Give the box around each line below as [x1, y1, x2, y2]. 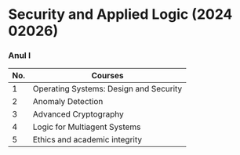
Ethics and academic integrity [32, 135, 143, 146]
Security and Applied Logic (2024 [8, 5, 233, 23]
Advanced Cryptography [32, 109, 124, 120]
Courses [91, 70, 124, 81]
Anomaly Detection [32, 96, 104, 107]
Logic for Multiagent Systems [32, 121, 141, 132]
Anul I [8, 50, 31, 61]
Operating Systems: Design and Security [32, 84, 183, 95]
